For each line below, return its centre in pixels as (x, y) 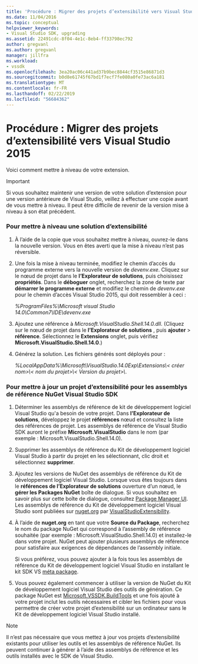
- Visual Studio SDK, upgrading (46, 34)
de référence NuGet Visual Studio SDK (62, 394)
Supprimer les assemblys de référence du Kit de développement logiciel (102, 450)
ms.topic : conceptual (33, 22)
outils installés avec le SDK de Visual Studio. (60, 656)
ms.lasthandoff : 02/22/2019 (41, 94)
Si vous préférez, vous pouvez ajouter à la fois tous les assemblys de (98, 559)
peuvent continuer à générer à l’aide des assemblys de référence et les (92, 650)
